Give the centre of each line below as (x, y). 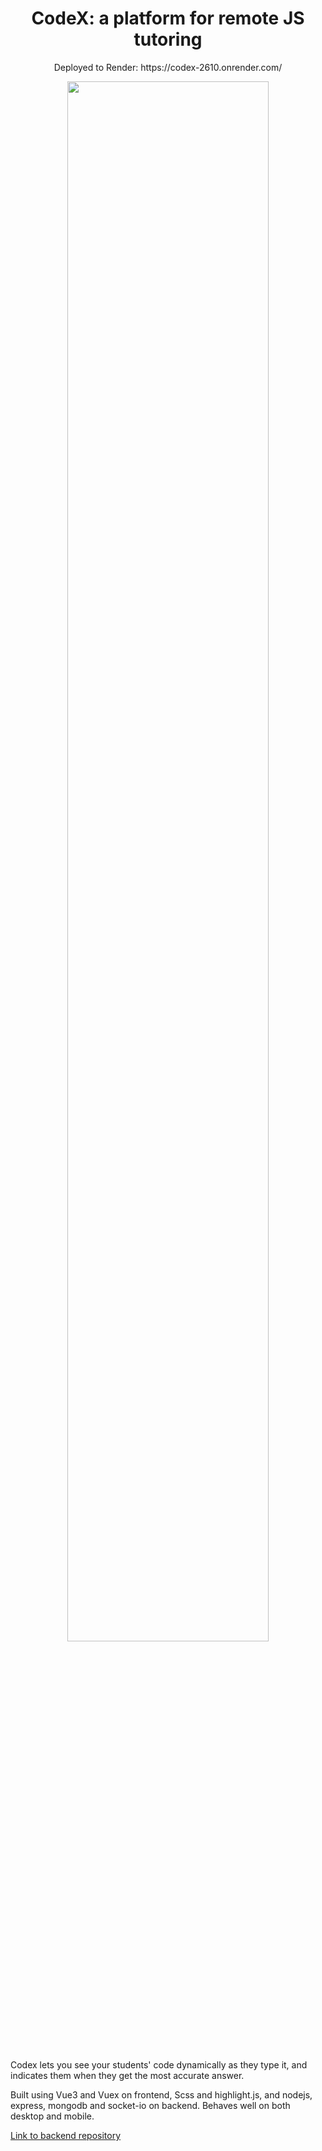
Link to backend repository (65, 2135)
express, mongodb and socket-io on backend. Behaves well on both (150, 2105)
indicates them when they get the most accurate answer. (127, 2075)
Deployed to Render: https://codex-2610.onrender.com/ (168, 67)
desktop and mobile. (52, 2116)
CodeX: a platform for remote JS (168, 18)
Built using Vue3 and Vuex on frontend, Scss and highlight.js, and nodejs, (161, 2094)
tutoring (168, 39)
